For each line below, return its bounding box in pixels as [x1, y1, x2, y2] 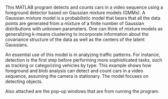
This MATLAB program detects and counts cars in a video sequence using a [5, 5, 163, 10]
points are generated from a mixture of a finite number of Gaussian [5, 20, 145, 26]
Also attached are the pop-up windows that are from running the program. [5, 88, 160, 94]
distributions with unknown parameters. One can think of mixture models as [5, 26, 163, 32]
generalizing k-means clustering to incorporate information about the [5, 31, 149, 37]
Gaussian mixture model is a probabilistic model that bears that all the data [5, 15, 160, 21]
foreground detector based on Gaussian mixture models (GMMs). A [5, 10, 145, 16]
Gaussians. [5, 42, 29, 47]
